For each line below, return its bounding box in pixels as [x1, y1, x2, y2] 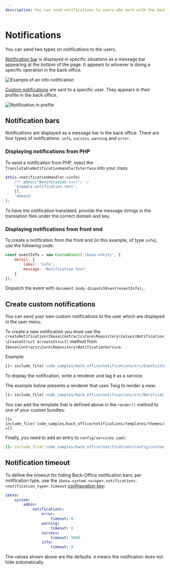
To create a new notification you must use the [5, 329, 101, 335]
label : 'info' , [23, 262, 56, 267]
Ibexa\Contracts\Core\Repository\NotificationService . [5, 344, 122, 350]
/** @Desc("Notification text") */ [14, 179, 90, 184]
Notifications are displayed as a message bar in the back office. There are [5, 130, 159, 136]
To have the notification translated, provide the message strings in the [5, 207, 151, 213]
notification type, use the [5, 477, 57, 483]
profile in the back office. [5, 92, 58, 98]
